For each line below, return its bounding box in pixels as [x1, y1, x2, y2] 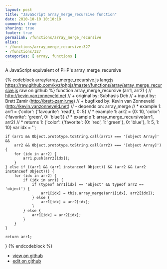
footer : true [5, 30, 32, 35]
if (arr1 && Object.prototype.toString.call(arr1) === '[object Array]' [5, 134, 160, 139]
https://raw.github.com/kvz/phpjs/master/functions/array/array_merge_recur [5, 82, 162, 88]
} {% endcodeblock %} [5, 243, 53, 249]
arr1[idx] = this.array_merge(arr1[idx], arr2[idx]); [40, 191, 155, 196]
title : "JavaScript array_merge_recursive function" [5, 12, 117, 17]
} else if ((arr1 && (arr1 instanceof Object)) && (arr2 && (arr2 [5, 165, 146, 170]
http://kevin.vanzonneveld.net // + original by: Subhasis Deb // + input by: [5, 93, 156, 99]
